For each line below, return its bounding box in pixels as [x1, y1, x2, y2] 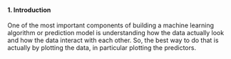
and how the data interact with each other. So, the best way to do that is [7, 36, 219, 45]
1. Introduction [7, 6, 51, 14]
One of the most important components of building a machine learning [7, 21, 215, 29]
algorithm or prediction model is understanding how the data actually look [7, 29, 225, 37]
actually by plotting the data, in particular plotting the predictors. [7, 44, 197, 52]
